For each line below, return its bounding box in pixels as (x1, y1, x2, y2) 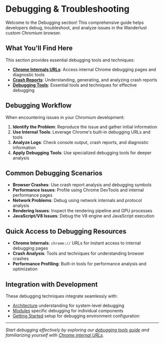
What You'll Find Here (5, 44, 73, 52)
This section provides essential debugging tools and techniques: (5, 57, 135, 63)
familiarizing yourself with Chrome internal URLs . (5, 332, 104, 338)
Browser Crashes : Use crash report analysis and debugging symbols (12, 182, 152, 188)
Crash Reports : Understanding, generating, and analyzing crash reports (12, 77, 158, 82)
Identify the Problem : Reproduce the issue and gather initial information (12, 123, 158, 130)
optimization (12, 266, 38, 272)
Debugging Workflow (5, 101, 72, 110)
